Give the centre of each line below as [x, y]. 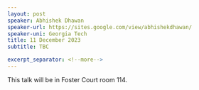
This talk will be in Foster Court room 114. [68, 79]
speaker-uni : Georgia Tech [47, 34]
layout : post [27, 14]
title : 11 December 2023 [44, 40]
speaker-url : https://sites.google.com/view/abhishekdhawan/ [100, 27]
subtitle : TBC [28, 47]
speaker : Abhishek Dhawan [45, 21]
